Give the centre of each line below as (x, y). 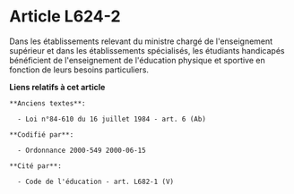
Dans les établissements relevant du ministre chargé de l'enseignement (141, 41)
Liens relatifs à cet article (57, 87)
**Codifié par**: (42, 135)
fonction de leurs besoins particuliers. (79, 70)
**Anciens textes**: (48, 103)
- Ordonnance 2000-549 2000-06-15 (82, 150)
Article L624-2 (65, 17)
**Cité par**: (36, 166)
